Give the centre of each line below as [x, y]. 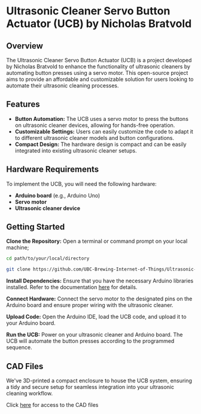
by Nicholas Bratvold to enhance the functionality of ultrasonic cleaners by [98, 66]
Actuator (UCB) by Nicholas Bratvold [99, 24]
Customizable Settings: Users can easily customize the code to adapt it [104, 131]
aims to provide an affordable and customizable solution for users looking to [100, 79]
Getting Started [36, 227]
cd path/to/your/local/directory [48, 258]
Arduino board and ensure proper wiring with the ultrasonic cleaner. [90, 305]
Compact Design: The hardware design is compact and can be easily [100, 144]
